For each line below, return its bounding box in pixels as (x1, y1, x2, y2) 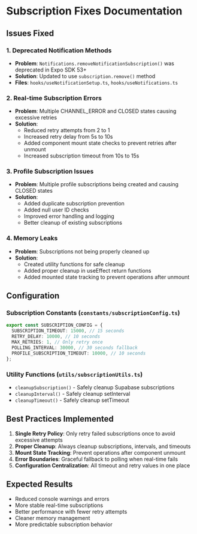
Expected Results (6, 479, 73, 490)
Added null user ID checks (23, 206, 89, 214)
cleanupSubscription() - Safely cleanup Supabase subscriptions (14, 383, 175, 391)
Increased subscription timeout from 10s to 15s (23, 152, 140, 160)
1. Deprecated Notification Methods (6, 46, 112, 55)
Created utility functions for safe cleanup (23, 260, 125, 268)
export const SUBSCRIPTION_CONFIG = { (6, 323, 103, 329)
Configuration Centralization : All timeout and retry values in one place (14, 461, 190, 469)
